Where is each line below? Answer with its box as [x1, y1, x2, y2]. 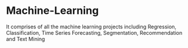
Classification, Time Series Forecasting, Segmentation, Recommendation [6, 29, 183, 36]
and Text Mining [6, 35, 45, 42]
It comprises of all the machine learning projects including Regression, [6, 23, 177, 30]
